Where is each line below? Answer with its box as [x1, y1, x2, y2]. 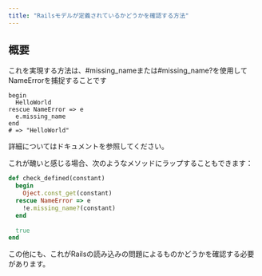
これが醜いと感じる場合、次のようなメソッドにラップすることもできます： [8, 159, 253, 168]
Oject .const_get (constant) [22, 189, 113, 198]
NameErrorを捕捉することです [8, 76, 108, 85]
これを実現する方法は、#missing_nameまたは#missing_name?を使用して [8, 65, 248, 76]
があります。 [8, 259, 50, 269]
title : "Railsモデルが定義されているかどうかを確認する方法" [8, 11, 189, 20]
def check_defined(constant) [8, 175, 105, 183]
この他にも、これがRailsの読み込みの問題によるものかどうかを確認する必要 [8, 249, 255, 259]
